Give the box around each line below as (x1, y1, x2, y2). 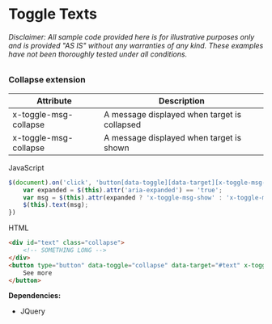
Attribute (36, 95, 72, 106)
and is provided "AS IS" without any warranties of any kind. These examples (8, 40, 264, 50)
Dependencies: (8, 291, 62, 301)
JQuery (19, 306, 46, 316)
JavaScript (8, 162, 45, 172)
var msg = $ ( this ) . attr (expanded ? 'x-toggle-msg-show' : (23, 193, 223, 202)
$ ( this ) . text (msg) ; (23, 201, 89, 209)
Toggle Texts (8, 5, 97, 23)
